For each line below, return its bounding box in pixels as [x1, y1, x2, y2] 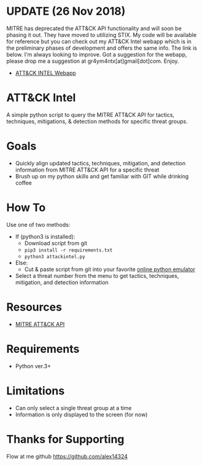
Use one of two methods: [6, 221, 71, 228]
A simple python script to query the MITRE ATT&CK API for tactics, [6, 111, 175, 118]
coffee [15, 179, 32, 186]
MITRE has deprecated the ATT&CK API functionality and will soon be [6, 25, 182, 32]
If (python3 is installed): [15, 232, 75, 240]
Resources [6, 300, 63, 314]
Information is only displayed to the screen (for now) [15, 411, 148, 418]
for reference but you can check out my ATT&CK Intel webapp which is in [6, 38, 192, 45]
